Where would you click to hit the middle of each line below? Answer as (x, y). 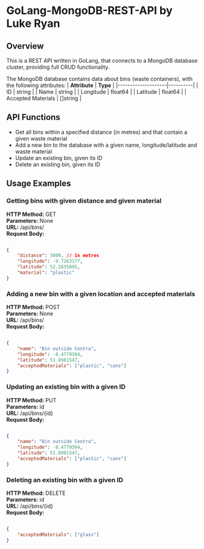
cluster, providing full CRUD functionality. (58, 67)
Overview (25, 46)
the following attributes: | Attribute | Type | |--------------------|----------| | (102, 85)
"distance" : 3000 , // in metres (58, 256)
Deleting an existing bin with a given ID (65, 480)
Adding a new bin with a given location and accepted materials (101, 294)
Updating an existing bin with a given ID (66, 387)
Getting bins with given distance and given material (84, 201)
